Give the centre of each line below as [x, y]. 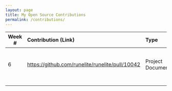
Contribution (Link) [51, 40]
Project [154, 61]
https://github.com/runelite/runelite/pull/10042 [84, 64]
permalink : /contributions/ [35, 19]
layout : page [19, 10]
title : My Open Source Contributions [46, 15]
